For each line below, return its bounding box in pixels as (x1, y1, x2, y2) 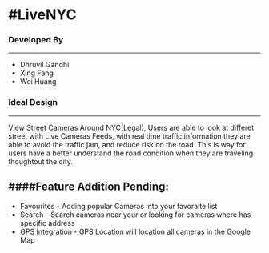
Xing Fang (19, 68, 54, 78)
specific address (19, 218, 75, 227)
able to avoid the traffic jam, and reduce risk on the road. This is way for (8, 139, 246, 149)
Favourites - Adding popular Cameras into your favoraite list (19, 201, 218, 211)
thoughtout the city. (8, 156, 74, 166)
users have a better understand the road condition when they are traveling (8, 148, 254, 158)
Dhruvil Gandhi (19, 60, 70, 70)
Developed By (8, 34, 64, 46)
